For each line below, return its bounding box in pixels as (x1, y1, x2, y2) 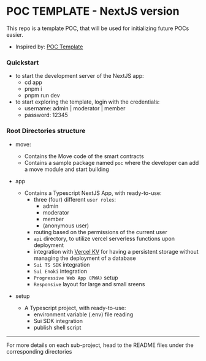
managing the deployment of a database (33, 254, 136, 262)
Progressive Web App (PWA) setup (33, 274, 118, 281)
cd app (24, 78, 43, 86)
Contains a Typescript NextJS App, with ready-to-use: (24, 189, 162, 197)
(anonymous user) (42, 222, 90, 229)
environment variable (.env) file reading (33, 311, 134, 318)
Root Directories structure (6, 127, 86, 135)
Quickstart (6, 58, 39, 67)
